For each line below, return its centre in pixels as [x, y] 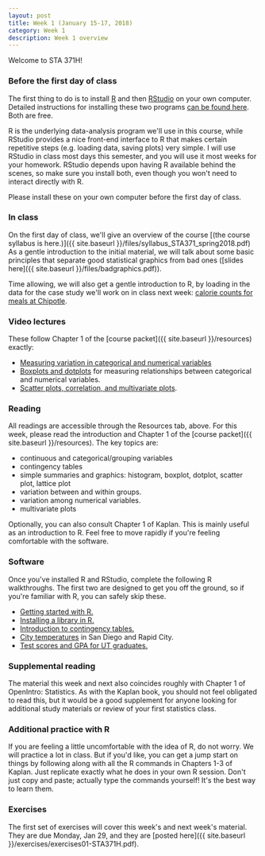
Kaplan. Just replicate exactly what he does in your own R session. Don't [127, 772]
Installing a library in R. [57, 620]
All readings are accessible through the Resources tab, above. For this [123, 426]
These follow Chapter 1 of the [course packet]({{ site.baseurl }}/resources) [130, 339]
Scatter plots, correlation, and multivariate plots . [98, 388]
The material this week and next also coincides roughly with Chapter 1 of [127, 683]
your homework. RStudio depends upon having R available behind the [122, 165]
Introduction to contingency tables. [77, 628]
